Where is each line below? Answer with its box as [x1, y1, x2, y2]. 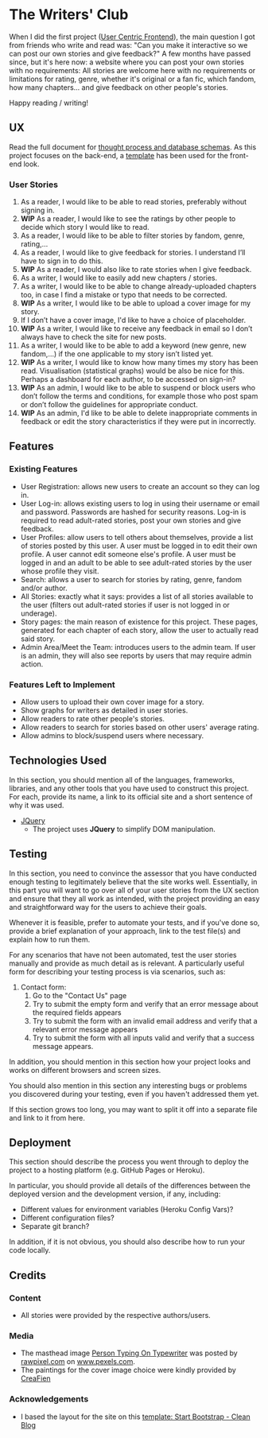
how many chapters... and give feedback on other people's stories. [9, 82, 229, 92]
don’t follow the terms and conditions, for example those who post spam [20, 391, 258, 401]
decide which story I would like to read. [20, 223, 150, 232]
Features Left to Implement [9, 678, 116, 690]
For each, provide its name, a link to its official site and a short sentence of [9, 791, 253, 801]
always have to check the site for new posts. [20, 332, 167, 342]
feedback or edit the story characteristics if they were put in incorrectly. [20, 417, 257, 426]
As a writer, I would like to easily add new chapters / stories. [20, 273, 218, 283]
